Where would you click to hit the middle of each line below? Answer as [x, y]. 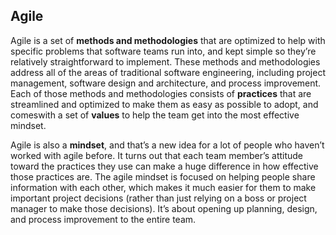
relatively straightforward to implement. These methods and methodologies [165, 61]
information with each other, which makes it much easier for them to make [163, 187]
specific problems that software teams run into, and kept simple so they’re [163, 51]
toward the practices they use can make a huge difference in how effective [164, 166]
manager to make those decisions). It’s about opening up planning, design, [164, 208]
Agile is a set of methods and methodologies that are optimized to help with [168, 40]
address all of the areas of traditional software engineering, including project [168, 72]
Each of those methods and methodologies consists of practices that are [161, 93]
